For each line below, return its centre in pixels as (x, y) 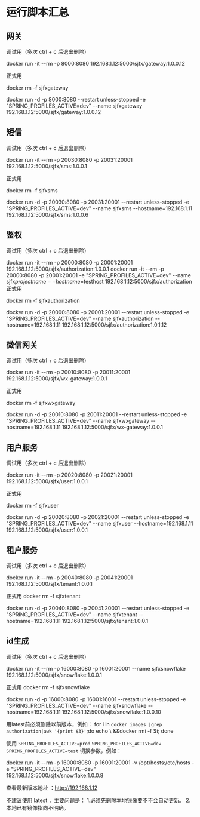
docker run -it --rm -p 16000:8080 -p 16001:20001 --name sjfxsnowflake (96, 668)
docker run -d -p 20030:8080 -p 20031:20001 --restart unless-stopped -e (98, 202)
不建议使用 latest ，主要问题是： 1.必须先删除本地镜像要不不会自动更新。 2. (99, 800)
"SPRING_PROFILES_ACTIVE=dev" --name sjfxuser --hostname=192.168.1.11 (100, 524)
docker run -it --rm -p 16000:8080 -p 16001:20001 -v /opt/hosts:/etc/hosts (98, 763)
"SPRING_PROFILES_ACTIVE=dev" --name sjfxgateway (74, 106)
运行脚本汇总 (38, 12)
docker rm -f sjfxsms (32, 190)
